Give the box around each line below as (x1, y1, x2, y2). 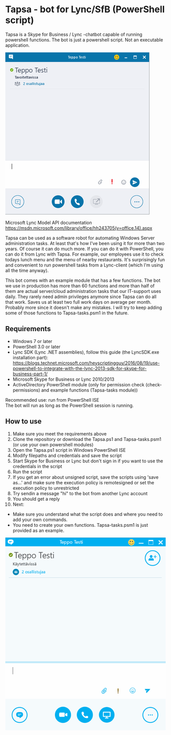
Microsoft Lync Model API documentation (5, 219, 93, 226)
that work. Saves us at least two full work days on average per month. (5, 299, 152, 305)
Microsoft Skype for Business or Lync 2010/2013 (12, 376, 115, 382)
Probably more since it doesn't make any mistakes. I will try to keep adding (5, 304, 162, 310)
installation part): (12, 354, 48, 360)
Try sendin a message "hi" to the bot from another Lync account (12, 490, 148, 496)
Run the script (12, 469, 42, 475)
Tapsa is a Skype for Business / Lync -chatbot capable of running (5, 31, 142, 37)
